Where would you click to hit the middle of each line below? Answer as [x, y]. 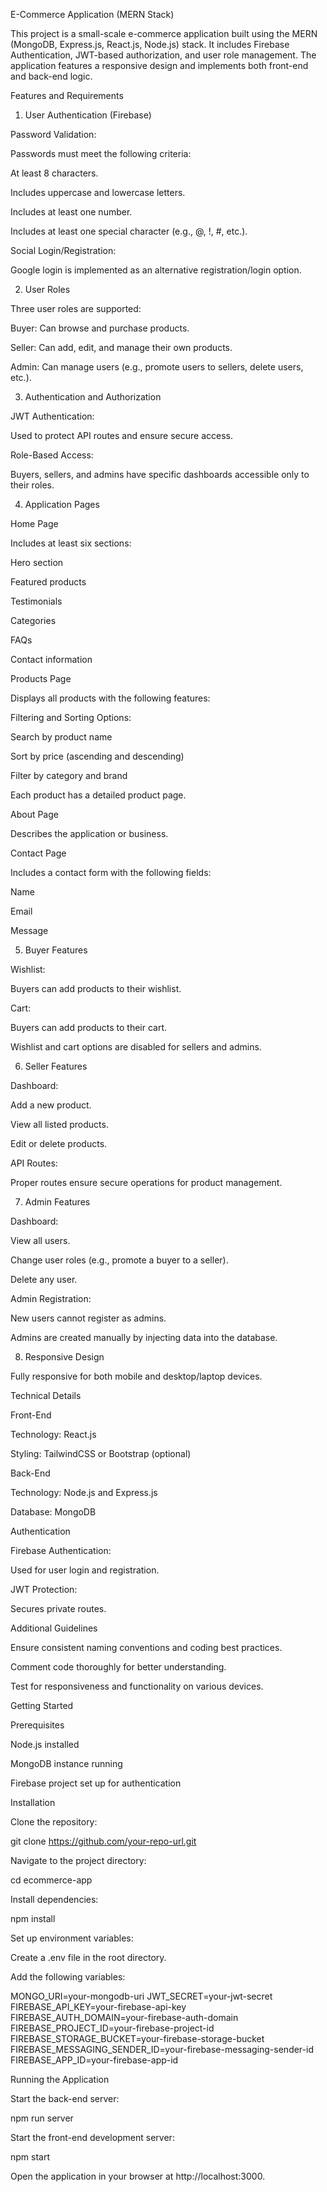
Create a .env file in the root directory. [88, 1957]
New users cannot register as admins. [88, 1318]
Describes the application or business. [89, 833]
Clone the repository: [54, 1822]
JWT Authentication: [52, 416]
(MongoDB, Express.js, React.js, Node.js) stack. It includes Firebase [150, 44]
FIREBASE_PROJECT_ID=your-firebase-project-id [112, 2028]
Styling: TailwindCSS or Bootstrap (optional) [101, 1453]
